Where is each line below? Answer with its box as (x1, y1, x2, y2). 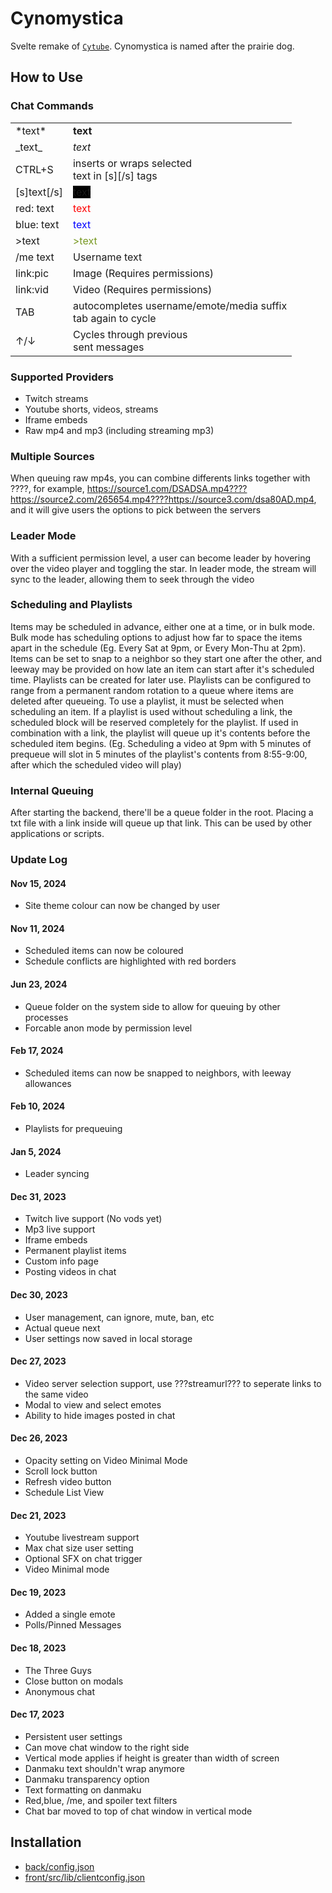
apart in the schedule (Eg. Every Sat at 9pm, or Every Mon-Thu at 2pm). (10, 642, 307, 654)
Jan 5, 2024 (10, 1145, 62, 1157)
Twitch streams (24, 392, 89, 404)
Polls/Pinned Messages (24, 1619, 122, 1631)
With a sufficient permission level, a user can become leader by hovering (10, 552, 311, 564)
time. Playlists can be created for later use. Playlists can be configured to (10, 673, 312, 686)
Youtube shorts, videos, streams (24, 403, 159, 415)
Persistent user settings (24, 1730, 123, 1742)
